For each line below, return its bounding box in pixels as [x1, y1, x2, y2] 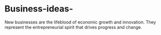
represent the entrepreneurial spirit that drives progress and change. [4, 24, 142, 30]
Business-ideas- [4, 3, 73, 14]
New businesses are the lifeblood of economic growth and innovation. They [4, 19, 156, 25]
